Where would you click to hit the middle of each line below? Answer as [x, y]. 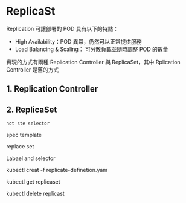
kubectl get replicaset [33, 182]
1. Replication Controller [52, 89]
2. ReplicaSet [32, 109]
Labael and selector [31, 158]
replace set [20, 147]
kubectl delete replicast [35, 194]
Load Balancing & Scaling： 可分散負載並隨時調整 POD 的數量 [91, 49]
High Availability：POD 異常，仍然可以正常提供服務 [78, 41]
